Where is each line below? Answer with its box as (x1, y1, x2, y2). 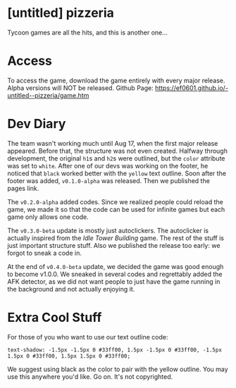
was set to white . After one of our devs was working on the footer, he (7, 161, 209, 170)
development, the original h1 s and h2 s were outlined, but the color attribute (7, 154, 225, 163)
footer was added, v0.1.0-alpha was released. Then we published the (7, 176, 210, 184)
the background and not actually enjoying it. (7, 284, 135, 293)
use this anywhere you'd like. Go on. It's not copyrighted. (7, 372, 173, 381)
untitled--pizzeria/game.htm (7, 91, 89, 99)
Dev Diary (7, 116, 66, 132)
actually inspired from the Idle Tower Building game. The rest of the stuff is (7, 234, 224, 242)
